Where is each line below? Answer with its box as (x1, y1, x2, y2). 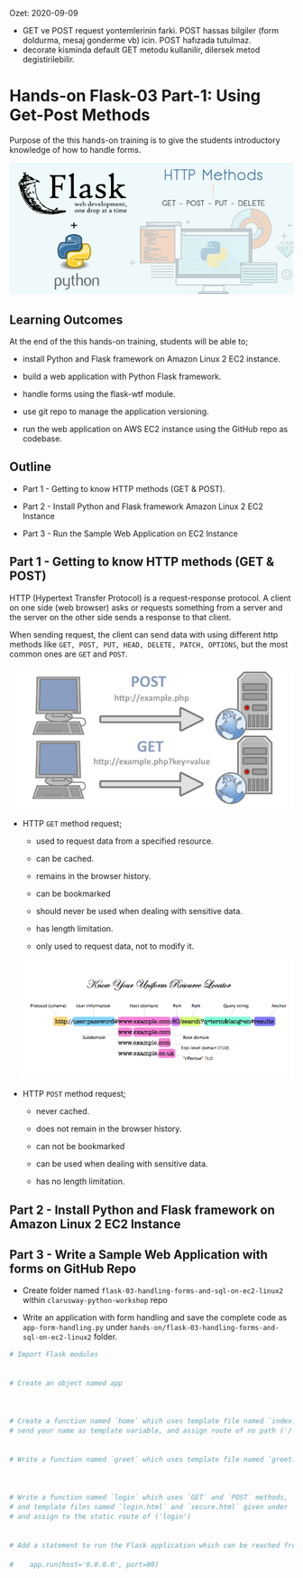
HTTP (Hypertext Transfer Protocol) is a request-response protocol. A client (9, 592, 291, 603)
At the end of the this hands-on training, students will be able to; (9, 336, 249, 347)
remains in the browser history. (35, 870, 151, 881)
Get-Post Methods (9, 105, 151, 126)
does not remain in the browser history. (35, 1123, 182, 1134)
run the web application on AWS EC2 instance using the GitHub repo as (22, 424, 289, 435)
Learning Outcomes (9, 312, 124, 327)
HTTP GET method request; (22, 817, 123, 828)
